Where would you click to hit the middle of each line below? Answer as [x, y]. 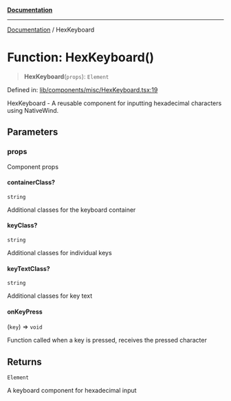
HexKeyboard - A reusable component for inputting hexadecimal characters [114, 103]
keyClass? [22, 226]
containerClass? [31, 182]
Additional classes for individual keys [59, 253]
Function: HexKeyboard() [81, 57]
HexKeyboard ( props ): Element [66, 76]
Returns [25, 361]
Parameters [33, 132]
